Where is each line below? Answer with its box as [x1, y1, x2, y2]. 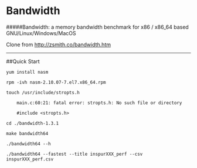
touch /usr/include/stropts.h [6, 90, 80, 95]
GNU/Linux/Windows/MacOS [6, 29, 76, 36]
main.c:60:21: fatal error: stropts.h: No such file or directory [16, 100, 182, 106]
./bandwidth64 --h [6, 140, 51, 147]
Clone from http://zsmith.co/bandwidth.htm [6, 41, 111, 48]
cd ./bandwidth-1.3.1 [6, 120, 59, 126]
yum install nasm [6, 69, 49, 75]
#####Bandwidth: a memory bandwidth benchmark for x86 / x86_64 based [6, 23, 189, 30]
